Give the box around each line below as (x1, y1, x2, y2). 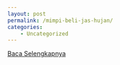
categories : (7, 23, 43, 30)
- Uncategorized (20, 30, 69, 37)
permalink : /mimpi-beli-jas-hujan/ (7, 17, 114, 24)
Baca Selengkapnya (7, 49, 66, 58)
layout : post (7, 10, 46, 18)
